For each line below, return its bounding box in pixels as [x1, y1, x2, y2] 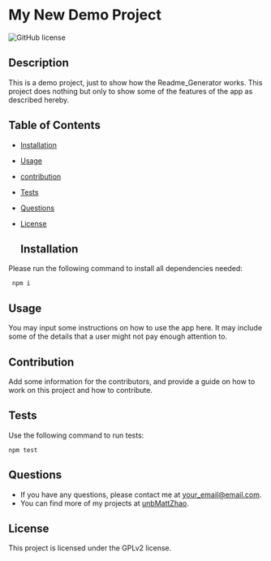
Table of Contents [8, 119, 101, 132]
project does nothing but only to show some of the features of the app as [8, 86, 253, 96]
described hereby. [8, 95, 70, 105]
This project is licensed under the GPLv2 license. [8, 543, 172, 553]
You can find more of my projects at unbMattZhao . [19, 498, 189, 508]
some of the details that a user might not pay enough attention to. [8, 331, 228, 342]
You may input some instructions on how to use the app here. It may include [8, 323, 262, 333]
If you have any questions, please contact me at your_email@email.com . [19, 490, 262, 499]
